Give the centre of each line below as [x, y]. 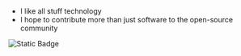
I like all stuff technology [61, 11]
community [39, 28]
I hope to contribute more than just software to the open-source [126, 19]
